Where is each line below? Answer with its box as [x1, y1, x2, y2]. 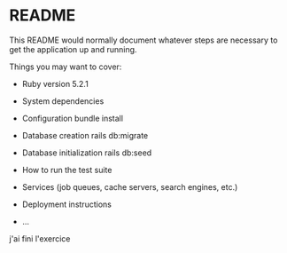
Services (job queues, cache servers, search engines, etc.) [21, 181, 238, 192]
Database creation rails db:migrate [21, 130, 149, 140]
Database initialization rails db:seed [21, 147, 152, 158]
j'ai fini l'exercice [9, 233, 71, 244]
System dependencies [21, 95, 105, 107]
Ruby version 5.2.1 [21, 78, 89, 89]
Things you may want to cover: [9, 61, 122, 72]
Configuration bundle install [21, 113, 124, 123]
